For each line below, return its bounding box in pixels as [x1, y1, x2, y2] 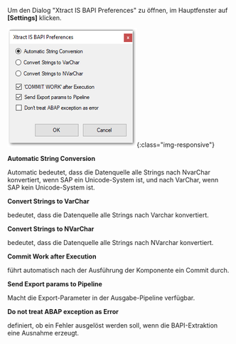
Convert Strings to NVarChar [7, 224, 95, 233]
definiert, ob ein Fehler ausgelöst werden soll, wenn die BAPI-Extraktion [7, 321, 218, 330]
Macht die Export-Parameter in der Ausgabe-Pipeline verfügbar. [7, 293, 195, 302]
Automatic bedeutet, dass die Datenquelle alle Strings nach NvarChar [7, 168, 211, 177]
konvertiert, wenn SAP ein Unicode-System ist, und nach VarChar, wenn [7, 176, 219, 184]
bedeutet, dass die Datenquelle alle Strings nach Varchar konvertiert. [7, 211, 209, 219]
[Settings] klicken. [7, 14, 62, 22]
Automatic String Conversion [7, 155, 96, 162]
